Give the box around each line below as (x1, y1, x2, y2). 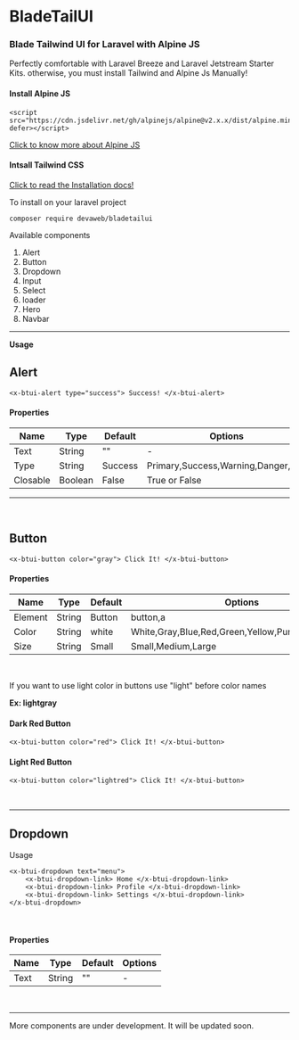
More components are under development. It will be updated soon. (9, 1020, 255, 1031)
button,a (130, 611, 166, 623)
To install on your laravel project (9, 196, 127, 207)
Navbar (21, 313, 50, 324)
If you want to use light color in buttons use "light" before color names (9, 680, 267, 690)
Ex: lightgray (9, 697, 58, 708)
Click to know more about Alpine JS (9, 139, 141, 150)
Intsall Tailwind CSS (9, 160, 85, 170)
